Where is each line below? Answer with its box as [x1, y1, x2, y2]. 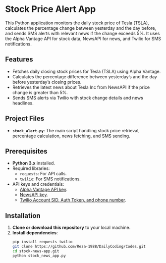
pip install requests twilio [12, 239, 73, 245]
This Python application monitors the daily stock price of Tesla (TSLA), [5, 20, 150, 26]
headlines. [12, 100, 34, 106]
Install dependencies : [12, 230, 58, 236]
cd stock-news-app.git [12, 249, 59, 254]
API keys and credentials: [12, 181, 64, 187]
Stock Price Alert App [5, 3, 96, 15]
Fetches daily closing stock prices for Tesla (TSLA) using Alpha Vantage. [12, 68, 161, 74]
